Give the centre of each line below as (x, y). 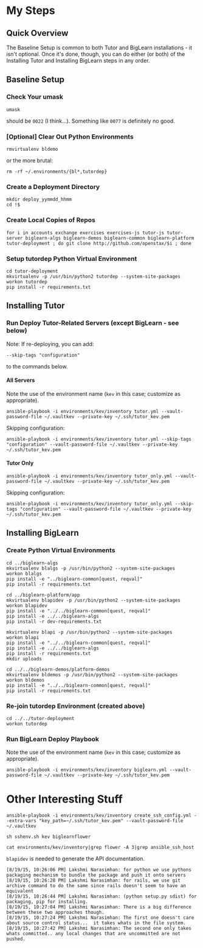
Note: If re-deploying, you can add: (50, 344)
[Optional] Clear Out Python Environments (70, 136)
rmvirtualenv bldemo (33, 149)
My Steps (31, 11)
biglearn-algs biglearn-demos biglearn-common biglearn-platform (110, 238)
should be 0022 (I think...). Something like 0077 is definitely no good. (91, 121)
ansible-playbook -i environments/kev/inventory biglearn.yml (87, 770)
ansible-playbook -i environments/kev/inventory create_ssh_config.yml (99, 815)
